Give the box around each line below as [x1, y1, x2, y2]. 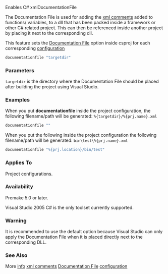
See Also [5, 252, 28, 259]
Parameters [5, 67, 34, 74]
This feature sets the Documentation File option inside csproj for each [5, 40, 150, 46]
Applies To [5, 159, 32, 166]
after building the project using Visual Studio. [5, 84, 99, 90]
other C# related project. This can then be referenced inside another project [5, 25, 163, 31]
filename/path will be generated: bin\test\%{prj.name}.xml [5, 137, 128, 143]
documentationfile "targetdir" [5, 55, 71, 60]
